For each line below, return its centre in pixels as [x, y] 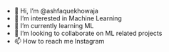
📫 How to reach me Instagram [59, 41]
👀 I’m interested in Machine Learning [68, 18]
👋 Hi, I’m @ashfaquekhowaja [56, 11]
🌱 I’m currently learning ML [54, 26]
